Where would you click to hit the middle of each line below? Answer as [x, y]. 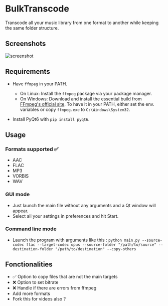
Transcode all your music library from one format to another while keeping [82, 23]
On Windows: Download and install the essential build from [81, 99]
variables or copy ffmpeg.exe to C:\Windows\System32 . [75, 109]
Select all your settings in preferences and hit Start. [65, 216]
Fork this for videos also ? [39, 298]
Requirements [28, 71]
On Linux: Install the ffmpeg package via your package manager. [86, 93]
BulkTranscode [37, 9]
